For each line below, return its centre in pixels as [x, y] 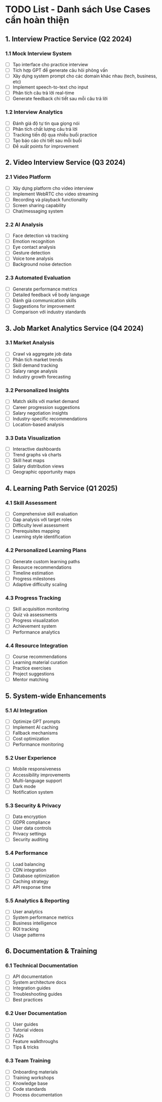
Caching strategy [31, 881]
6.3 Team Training [28, 1061]
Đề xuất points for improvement [46, 146]
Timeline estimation [33, 573]
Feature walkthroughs [35, 1041]
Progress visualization [36, 620]
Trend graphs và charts [37, 455]
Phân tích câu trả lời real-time [43, 93]
